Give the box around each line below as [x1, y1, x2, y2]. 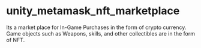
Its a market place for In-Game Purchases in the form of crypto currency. [6, 24, 187, 31]
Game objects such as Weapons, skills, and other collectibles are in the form [6, 30, 195, 37]
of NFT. [6, 36, 25, 43]
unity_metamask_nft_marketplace [6, 4, 180, 18]
